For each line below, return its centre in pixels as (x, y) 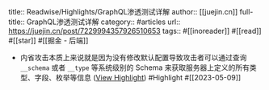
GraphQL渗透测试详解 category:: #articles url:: (104, 22)
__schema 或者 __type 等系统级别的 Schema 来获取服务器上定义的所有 (135, 67)
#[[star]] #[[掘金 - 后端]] (48, 40)
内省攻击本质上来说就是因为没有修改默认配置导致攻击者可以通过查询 (133, 57)
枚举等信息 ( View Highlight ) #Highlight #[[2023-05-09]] (148, 78)
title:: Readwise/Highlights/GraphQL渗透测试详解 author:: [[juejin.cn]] (123, 12)
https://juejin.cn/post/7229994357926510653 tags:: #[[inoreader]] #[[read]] (135, 31)
